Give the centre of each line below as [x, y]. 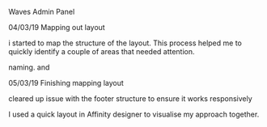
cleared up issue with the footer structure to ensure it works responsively [130, 99]
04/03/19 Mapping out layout [57, 27]
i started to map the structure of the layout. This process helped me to [125, 43]
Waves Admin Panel [42, 12]
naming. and [29, 67]
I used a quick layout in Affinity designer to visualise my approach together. [134, 114]
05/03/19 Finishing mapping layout [66, 83]
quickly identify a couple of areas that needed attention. [102, 51]
